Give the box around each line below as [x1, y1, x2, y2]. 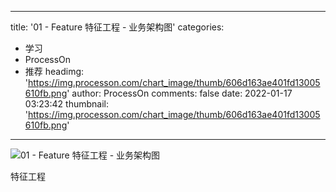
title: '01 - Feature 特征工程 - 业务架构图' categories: [10, 21, 225, 33]
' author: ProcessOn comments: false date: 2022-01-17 [66, 87, 293, 99]
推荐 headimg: [24, 66, 85, 77]
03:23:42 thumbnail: [24, 98, 109, 110]
